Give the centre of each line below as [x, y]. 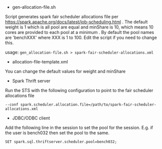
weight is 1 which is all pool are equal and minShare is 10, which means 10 [79, 27]
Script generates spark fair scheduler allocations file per [62, 16]
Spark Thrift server [31, 81]
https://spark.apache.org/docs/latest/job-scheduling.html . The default [76, 22]
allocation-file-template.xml [40, 62]
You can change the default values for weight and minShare [65, 71]
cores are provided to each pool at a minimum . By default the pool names [80, 32]
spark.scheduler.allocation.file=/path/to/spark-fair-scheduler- [88, 105]
